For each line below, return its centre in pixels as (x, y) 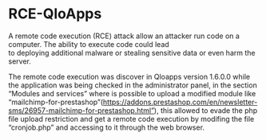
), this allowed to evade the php (206, 110)
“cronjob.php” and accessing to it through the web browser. (107, 127)
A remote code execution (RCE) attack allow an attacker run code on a (124, 36)
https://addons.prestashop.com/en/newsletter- (180, 102)
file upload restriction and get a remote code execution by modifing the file (131, 119)
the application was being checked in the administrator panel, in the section (133, 85)
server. (20, 61)
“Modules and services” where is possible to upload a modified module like (132, 93)
